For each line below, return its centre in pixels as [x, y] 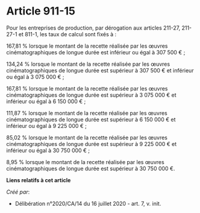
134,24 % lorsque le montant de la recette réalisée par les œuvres [88, 64]
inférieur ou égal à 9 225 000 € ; [47, 126]
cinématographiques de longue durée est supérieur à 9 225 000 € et [92, 144]
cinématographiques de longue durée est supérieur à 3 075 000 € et [91, 95]
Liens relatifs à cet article [39, 180]
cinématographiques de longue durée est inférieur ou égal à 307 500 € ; [96, 52]
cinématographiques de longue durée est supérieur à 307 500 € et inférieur [100, 70]
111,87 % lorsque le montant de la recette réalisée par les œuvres [87, 113]
